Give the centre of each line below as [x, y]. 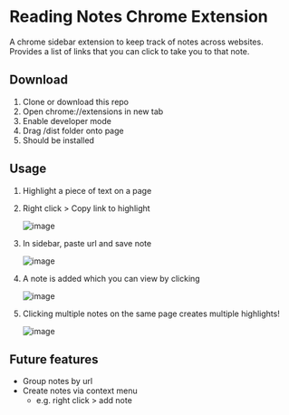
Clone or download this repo [76, 101]
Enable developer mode [67, 121]
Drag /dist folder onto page [73, 130]
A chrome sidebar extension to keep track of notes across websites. [137, 42]
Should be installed [58, 140]
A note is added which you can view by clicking [111, 278]
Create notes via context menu [80, 391]
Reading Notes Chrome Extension [139, 17]
